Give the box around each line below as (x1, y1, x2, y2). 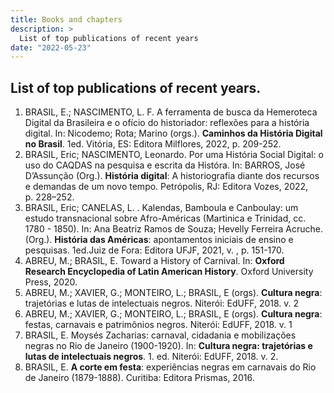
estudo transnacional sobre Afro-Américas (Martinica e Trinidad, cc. (24, 212, 307, 225)
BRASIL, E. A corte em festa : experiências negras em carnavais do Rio (24, 361, 317, 373)
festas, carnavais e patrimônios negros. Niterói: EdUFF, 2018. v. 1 (24, 319, 293, 331)
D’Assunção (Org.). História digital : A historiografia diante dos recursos (24, 170, 320, 182)
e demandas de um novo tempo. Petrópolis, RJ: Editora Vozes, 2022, (24, 181, 309, 193)
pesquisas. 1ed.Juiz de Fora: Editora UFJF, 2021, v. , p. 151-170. (24, 244, 285, 256)
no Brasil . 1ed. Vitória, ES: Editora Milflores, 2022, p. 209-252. (24, 138, 282, 150)
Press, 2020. (24, 276, 78, 288)
